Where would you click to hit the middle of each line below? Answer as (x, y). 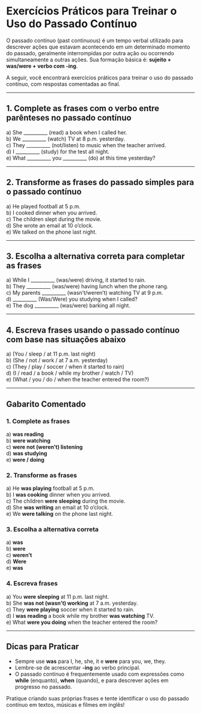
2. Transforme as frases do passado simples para (100, 182)
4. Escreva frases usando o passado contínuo (93, 330)
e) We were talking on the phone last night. (60, 514)
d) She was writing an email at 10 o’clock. (58, 507)
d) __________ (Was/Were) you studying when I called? (72, 299)
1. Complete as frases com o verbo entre (83, 108)
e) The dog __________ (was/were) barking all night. (68, 306)
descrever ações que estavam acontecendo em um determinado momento (98, 47)
